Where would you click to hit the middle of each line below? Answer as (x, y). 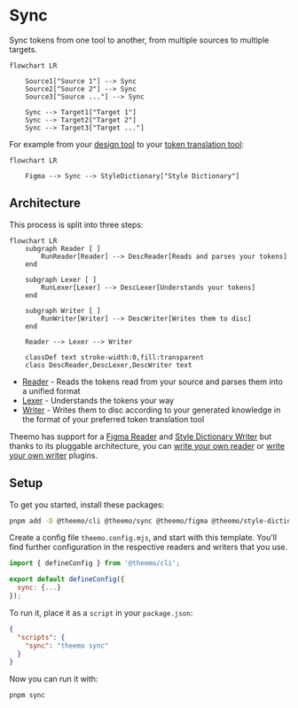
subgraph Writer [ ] (63, 311)
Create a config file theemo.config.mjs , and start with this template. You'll (143, 538)
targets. (24, 49)
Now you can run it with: (54, 679)
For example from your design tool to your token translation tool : (126, 144)
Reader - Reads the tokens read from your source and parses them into (153, 382)
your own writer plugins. (54, 455)
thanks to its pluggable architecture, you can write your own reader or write (147, 445)
